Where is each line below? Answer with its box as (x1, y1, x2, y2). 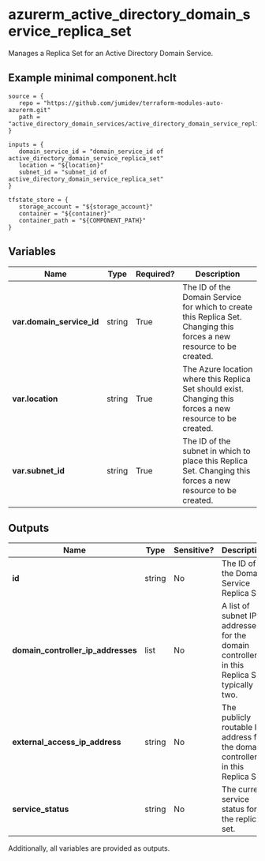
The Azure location (182, 363, 253, 374)
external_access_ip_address (12, 736, 121, 747)
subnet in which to (182, 445, 251, 456)
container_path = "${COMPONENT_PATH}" (18, 216, 147, 224)
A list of (222, 601, 250, 612)
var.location (12, 393, 58, 404)
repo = (18, 99, 41, 107)
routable (222, 722, 253, 733)
